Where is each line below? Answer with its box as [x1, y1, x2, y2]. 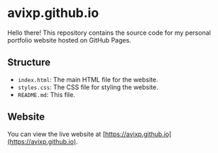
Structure [7, 57, 51, 69]
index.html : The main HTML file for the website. [17, 75, 158, 84]
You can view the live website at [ [7, 130, 105, 138]
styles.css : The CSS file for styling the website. [17, 83, 158, 91]
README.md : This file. [17, 90, 76, 98]
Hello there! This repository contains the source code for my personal [7, 28, 211, 37]
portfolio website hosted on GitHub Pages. [7, 35, 131, 44]
